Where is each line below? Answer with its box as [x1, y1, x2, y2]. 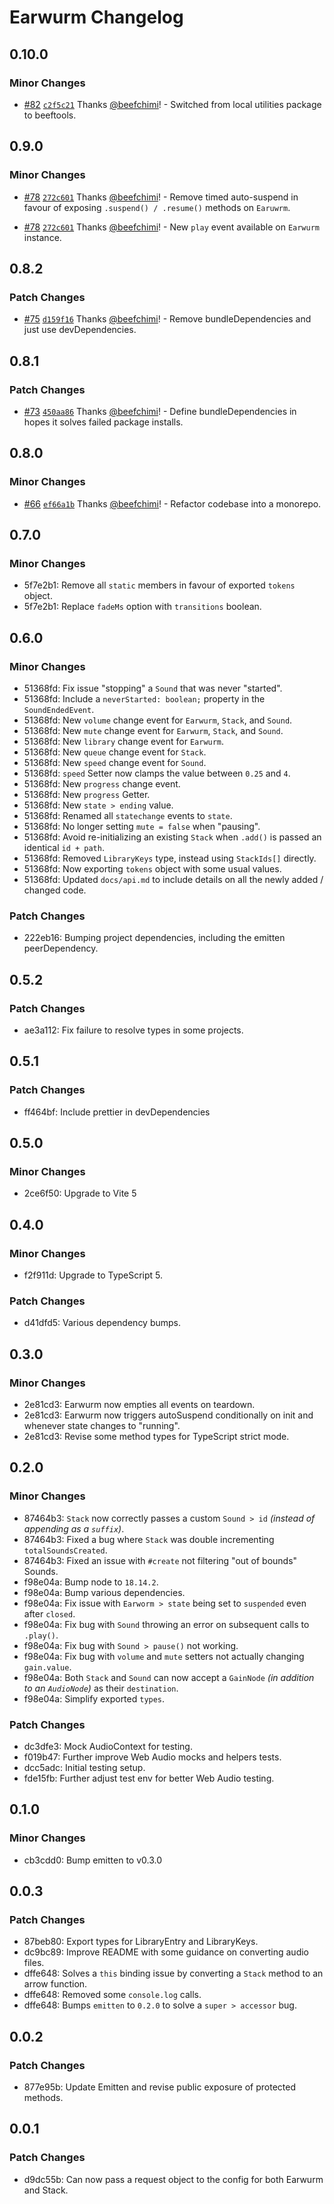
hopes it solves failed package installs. [23, 416, 184, 428]
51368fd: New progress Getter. [23, 789, 151, 800]
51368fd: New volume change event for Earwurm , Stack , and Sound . [23, 714, 293, 726]
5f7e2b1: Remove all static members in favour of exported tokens [23, 579, 296, 591]
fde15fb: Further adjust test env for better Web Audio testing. [23, 1772, 275, 1785]
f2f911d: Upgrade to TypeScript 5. [23, 1269, 164, 1281]
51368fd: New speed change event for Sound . [23, 757, 207, 768]
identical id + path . [23, 842, 105, 853]
